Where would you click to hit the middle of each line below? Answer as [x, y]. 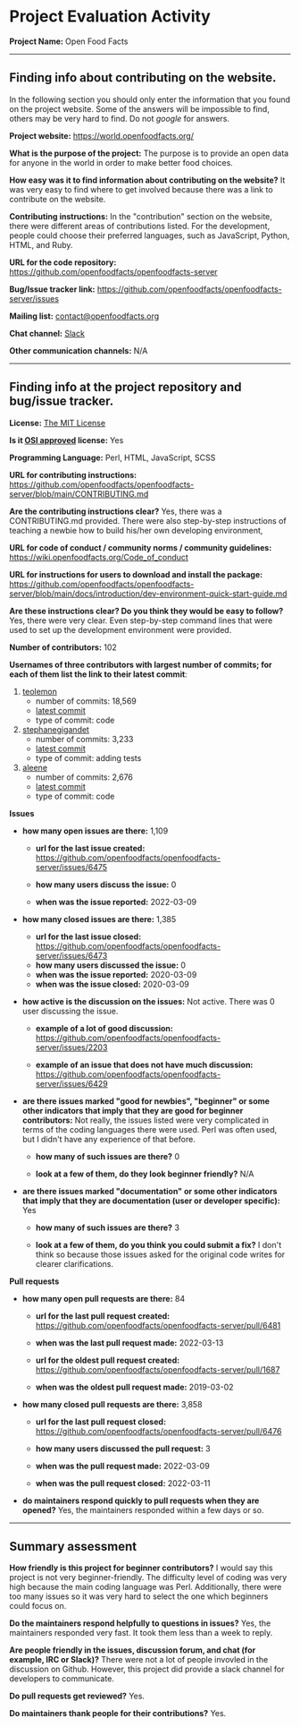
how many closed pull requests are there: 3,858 [112, 1404]
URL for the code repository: [63, 262]
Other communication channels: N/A [79, 350]
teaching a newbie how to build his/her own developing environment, [136, 530]
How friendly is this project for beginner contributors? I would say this [142, 1568]
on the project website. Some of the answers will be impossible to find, [139, 108]
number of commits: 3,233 [84, 739]
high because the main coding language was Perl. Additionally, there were [146, 1587]
